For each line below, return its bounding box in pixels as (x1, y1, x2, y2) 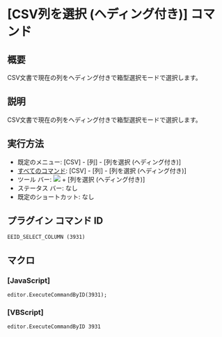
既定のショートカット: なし (17, 192, 95, 201)
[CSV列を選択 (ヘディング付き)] (7, 6, 188, 22)
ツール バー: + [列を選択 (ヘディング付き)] (17, 175, 145, 183)
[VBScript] (7, 308, 44, 318)
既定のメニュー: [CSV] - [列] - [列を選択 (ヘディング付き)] (17, 157, 182, 166)
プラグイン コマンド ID (7, 215, 104, 227)
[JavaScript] (7, 276, 51, 285)
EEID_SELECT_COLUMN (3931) (7, 234, 86, 241)
